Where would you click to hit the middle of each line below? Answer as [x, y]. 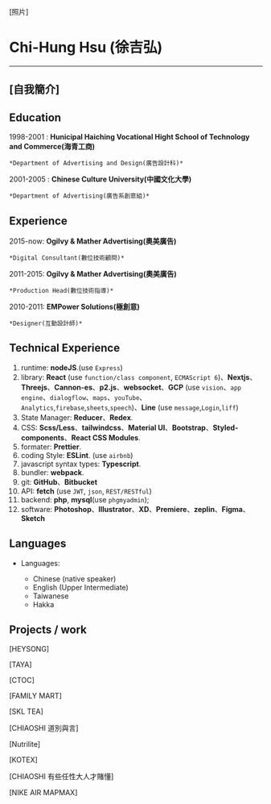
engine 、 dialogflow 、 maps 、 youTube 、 [84, 397]
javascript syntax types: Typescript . [81, 464]
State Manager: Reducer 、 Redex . [77, 417]
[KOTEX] [24, 760]
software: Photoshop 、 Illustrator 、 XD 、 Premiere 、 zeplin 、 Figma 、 [135, 509]
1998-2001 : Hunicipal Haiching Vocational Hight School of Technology [129, 137]
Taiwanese [51, 596]
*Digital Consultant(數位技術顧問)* [67, 258]
